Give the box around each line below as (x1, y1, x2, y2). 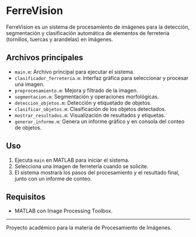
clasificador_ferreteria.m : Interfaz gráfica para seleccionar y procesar (14, 74, 188, 81)
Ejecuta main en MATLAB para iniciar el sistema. (14, 156, 129, 163)
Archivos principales (6, 53, 83, 62)
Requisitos (6, 191, 45, 202)
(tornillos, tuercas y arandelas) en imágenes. (6, 36, 113, 43)
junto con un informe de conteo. (14, 175, 92, 182)
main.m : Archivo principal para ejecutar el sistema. (14, 68, 135, 75)
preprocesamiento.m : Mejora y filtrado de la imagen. (14, 86, 138, 94)
